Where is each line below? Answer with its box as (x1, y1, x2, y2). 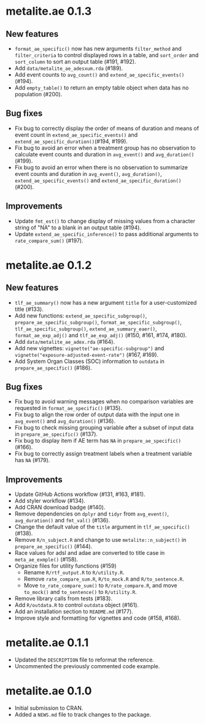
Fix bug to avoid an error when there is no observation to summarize (14, 164, 188, 171)
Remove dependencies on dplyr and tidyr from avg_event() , (14, 510, 169, 517)
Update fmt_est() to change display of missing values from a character (14, 217, 196, 224)
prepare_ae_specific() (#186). (14, 364, 93, 372)
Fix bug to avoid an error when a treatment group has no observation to (14, 144, 196, 151)
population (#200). (14, 91, 63, 97)
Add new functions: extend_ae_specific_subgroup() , (14, 311, 147, 319)
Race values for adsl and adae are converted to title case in (14, 549, 165, 557)
